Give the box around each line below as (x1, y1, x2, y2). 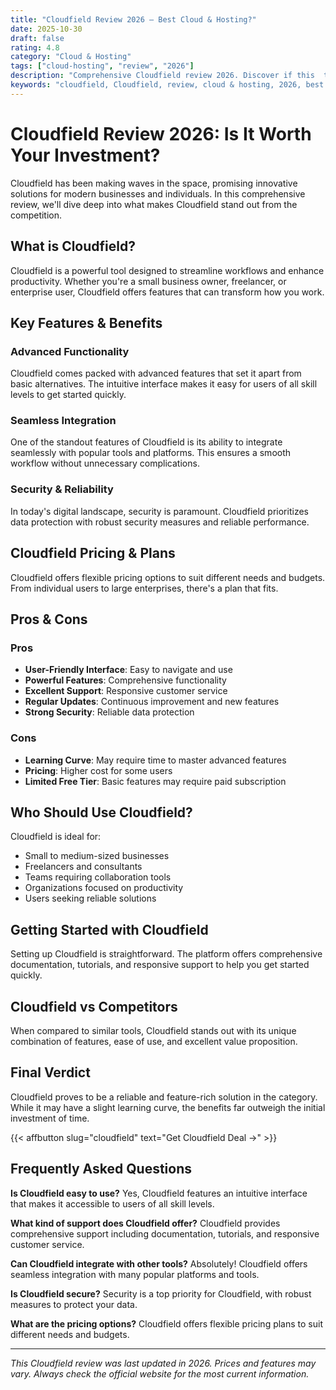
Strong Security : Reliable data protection (24, 706, 195, 718)
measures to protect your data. (10, 1298, 138, 1310)
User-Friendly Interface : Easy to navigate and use (24, 664, 233, 676)
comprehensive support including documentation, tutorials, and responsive (10, 1227, 320, 1240)
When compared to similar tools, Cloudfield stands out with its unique (10, 1025, 297, 1037)
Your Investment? (10, 144, 161, 166)
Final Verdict (10, 1064, 91, 1081)
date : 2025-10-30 (10, 24, 83, 34)
